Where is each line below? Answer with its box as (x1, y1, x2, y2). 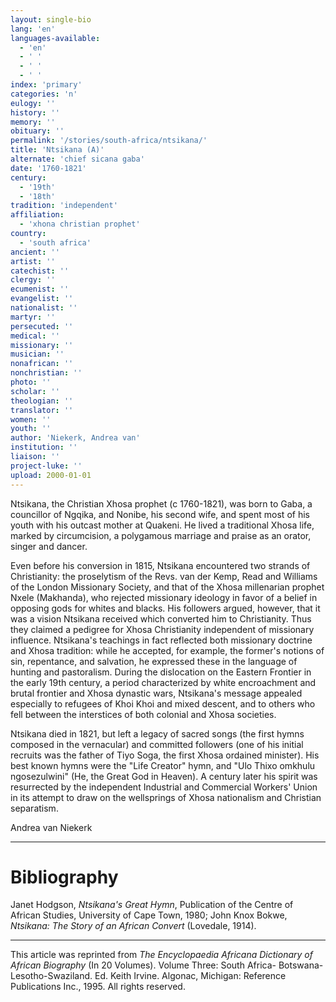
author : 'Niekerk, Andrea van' (10, 433, 141, 443)
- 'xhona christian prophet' (19, 219, 141, 230)
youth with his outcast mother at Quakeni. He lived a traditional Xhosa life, (10, 519, 315, 531)
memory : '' (10, 117, 56, 127)
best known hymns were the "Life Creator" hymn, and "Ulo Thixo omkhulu (10, 759, 316, 771)
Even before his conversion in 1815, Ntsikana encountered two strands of (10, 559, 311, 571)
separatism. (10, 802, 59, 814)
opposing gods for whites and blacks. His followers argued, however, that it (10, 602, 321, 614)
